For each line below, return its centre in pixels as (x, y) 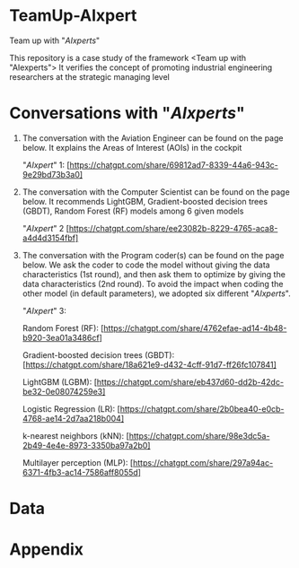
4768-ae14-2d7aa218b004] (73, 418)
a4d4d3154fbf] (50, 238)
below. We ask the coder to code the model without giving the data (146, 265)
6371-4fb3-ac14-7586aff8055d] (82, 472)
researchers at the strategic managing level (90, 76)
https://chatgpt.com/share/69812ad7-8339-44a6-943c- (174, 165)
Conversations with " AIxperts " (127, 114)
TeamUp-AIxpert (73, 16)
